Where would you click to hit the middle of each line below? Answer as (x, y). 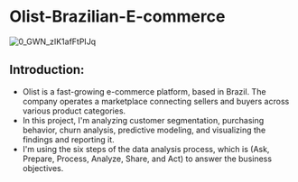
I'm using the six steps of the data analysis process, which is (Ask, (146, 149)
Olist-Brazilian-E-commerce (117, 17)
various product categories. (74, 111)
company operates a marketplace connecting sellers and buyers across (156, 101)
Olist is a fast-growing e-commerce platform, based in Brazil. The (144, 91)
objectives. (43, 168)
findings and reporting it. (68, 139)
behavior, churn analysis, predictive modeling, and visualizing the (144, 130)
